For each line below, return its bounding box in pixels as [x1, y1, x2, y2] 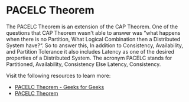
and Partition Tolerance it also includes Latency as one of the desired [6, 48, 175, 55]
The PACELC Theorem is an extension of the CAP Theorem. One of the [6, 23, 178, 30]
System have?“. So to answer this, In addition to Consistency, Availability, [6, 42, 184, 49]
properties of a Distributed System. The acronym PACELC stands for [6, 54, 172, 61]
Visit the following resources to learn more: [6, 72, 111, 79]
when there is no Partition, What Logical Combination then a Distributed [6, 35, 181, 42]
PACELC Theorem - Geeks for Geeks [14, 83, 105, 90]
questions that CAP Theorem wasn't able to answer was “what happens [6, 29, 181, 36]
